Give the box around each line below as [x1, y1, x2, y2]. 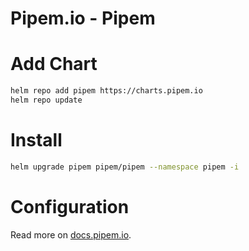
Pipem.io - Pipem [10, 7, 156, 30]
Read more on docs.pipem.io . [10, 228, 132, 241]
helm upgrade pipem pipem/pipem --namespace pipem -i [10, 162, 240, 172]
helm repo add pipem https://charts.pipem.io [10, 86, 203, 96]
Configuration [10, 195, 130, 218]
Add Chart [10, 53, 98, 76]
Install [10, 129, 63, 152]
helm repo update [10, 95, 83, 105]
